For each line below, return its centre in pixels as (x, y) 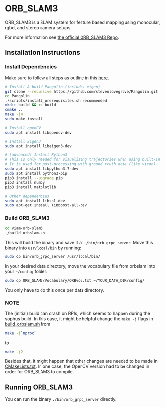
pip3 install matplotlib (31, 187)
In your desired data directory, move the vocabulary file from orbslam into (80, 266)
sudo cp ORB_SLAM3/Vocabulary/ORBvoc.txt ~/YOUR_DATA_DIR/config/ (75, 280)
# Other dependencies (27, 196)
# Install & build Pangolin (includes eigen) (53, 87)
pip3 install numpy (25, 183)
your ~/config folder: (26, 271)
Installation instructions (42, 53)
